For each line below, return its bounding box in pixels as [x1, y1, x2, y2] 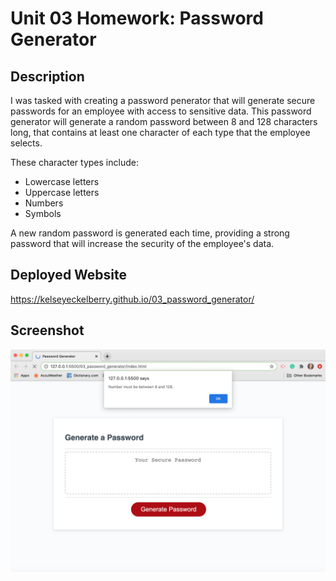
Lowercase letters [24, 176, 100, 187]
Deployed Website [10, 267, 128, 284]
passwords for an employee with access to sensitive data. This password [10, 105, 312, 117]
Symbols [24, 208, 62, 219]
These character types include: [10, 157, 139, 168]
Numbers [24, 197, 64, 209]
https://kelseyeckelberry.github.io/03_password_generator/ [10, 293, 255, 305]
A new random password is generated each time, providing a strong [10, 227, 290, 239]
